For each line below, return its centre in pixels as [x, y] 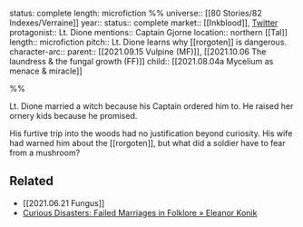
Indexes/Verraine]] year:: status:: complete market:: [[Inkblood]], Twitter [144, 23]
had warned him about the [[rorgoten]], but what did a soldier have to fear [147, 143]
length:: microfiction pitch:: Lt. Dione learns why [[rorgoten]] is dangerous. [148, 42]
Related [32, 181]
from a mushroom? [45, 153]
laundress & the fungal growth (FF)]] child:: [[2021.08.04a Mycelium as [142, 61]
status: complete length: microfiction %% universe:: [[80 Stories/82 [136, 13]
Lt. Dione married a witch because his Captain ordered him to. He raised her [151, 106]
